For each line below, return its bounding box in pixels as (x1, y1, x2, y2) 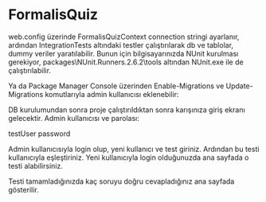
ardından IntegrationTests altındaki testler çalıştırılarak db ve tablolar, (8, 40, 233, 49)
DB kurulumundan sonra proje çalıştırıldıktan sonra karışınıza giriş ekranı (8, 105, 245, 115)
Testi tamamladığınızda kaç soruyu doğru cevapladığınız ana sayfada (8, 177, 235, 186)
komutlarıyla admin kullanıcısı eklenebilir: (45, 89, 179, 99)
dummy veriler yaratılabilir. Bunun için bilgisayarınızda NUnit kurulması (8, 49, 239, 58)
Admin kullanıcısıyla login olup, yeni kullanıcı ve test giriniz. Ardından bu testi (8, 144, 260, 153)
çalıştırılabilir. (8, 65, 52, 75)
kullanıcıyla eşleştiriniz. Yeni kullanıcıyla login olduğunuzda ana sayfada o (8, 153, 249, 162)
